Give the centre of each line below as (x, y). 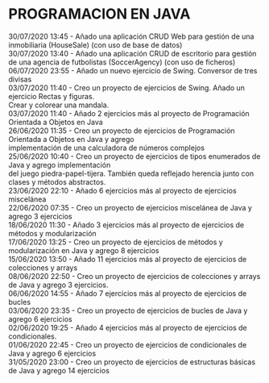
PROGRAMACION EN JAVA (99, 14)
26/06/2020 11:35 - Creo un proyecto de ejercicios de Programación (122, 131)
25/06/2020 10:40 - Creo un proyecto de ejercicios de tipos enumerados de (134, 156)
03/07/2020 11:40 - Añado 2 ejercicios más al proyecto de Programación (129, 113)
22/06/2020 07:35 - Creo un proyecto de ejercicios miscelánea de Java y (130, 207)
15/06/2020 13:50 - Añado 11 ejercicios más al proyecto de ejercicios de (128, 259)
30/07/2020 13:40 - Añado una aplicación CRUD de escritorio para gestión (132, 53)
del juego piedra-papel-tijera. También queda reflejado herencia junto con (131, 173)
